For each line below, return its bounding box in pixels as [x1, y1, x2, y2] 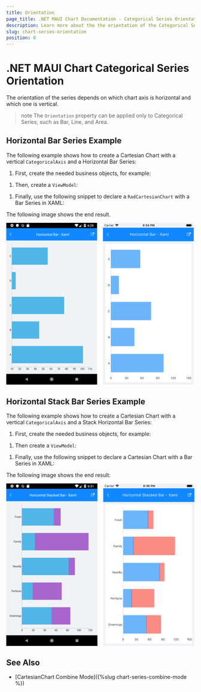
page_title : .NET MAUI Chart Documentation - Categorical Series [6, 16, 172, 22]
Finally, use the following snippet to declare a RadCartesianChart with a [14, 192, 190, 200]
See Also [6, 658, 40, 668]
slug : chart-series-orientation [6, 29, 87, 35]
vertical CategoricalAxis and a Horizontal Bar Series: [6, 158, 136, 165]
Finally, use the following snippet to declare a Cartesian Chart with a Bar [14, 453, 193, 461]
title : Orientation [6, 10, 55, 16]
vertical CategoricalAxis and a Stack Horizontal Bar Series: [6, 418, 152, 425]
